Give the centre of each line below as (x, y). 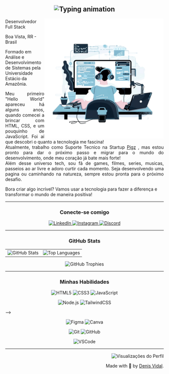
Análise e (15, 57)
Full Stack (15, 27)
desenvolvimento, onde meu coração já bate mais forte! (63, 158)
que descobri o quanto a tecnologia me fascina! (55, 142)
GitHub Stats (84, 241)
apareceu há (25, 104)
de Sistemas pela (23, 68)
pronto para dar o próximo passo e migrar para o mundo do (84, 152)
